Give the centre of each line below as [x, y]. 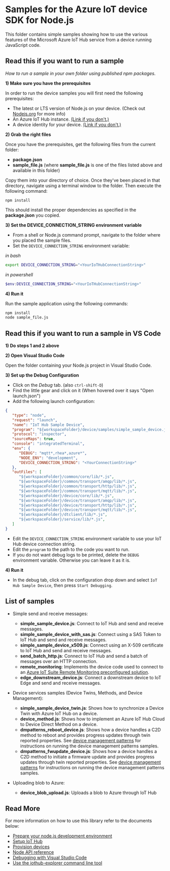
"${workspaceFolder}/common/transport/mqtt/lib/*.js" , [78, 491]
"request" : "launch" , [35, 420]
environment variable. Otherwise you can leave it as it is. [71, 560]
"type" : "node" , [29, 415]
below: [12, 826]
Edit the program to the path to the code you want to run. [71, 549]
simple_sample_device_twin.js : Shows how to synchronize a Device [92, 708]
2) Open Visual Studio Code [35, 356]
